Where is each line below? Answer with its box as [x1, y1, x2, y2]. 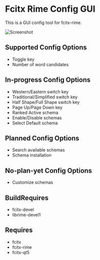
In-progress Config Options [5, 76, 91, 84]
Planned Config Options [5, 134, 80, 142]
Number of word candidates [12, 61, 69, 67]
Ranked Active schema [12, 109, 59, 116]
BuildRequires [5, 193, 49, 202]
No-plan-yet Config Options [5, 166, 92, 175]
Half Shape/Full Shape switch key [12, 99, 80, 105]
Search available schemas [12, 147, 65, 153]
